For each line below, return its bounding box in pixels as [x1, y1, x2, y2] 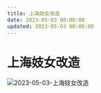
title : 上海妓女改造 [7, 10, 60, 17]
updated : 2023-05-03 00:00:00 [7, 23, 95, 30]
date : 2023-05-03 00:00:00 [7, 17, 85, 23]
